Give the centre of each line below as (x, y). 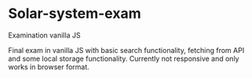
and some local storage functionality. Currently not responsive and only (124, 58)
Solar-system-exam (75, 14)
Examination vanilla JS (44, 35)
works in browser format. (49, 66)
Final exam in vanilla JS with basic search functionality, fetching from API (126, 50)
